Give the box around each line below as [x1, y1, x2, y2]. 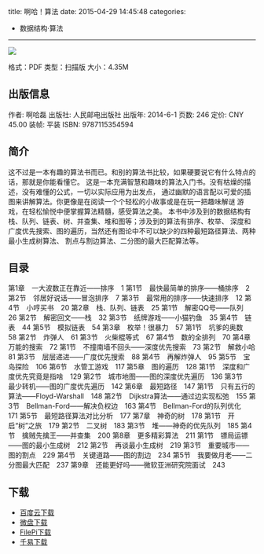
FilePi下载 [19, 527, 52, 537]
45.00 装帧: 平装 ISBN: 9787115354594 [8, 119, 134, 129]
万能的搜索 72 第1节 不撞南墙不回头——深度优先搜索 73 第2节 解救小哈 [8, 343, 255, 352]
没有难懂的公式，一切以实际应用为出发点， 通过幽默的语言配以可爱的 [21, 187, 244, 196]
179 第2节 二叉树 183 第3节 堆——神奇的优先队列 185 [48, 421, 240, 431]
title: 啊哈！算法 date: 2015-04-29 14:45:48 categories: [8, 7, 186, 16]
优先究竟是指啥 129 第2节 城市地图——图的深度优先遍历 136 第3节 [14, 372, 243, 381]
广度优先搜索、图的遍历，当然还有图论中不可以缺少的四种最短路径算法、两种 [8, 226, 256, 236]
